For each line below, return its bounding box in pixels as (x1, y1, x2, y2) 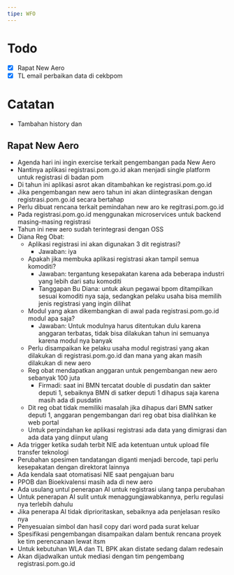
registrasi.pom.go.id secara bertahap (17, 195, 124, 204)
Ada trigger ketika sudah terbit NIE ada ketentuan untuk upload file (17, 441, 210, 449)
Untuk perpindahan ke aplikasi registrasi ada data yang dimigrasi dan (27, 426, 227, 434)
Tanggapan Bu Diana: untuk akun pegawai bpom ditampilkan (38, 285, 213, 293)
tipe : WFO (7, 10, 36, 17)
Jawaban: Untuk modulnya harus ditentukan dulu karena (38, 322, 201, 330)
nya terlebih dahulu (17, 500, 73, 509)
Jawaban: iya (38, 248, 77, 256)
